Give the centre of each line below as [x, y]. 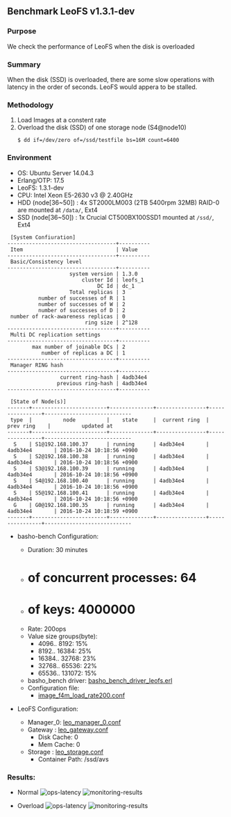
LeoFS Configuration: [48, 709]
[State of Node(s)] [38, 402]
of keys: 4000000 [82, 609]
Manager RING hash [37, 365]
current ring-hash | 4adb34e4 [104, 377]
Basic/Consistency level [46, 261]
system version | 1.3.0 [103, 274]
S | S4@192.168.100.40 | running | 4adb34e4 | [111, 480]
